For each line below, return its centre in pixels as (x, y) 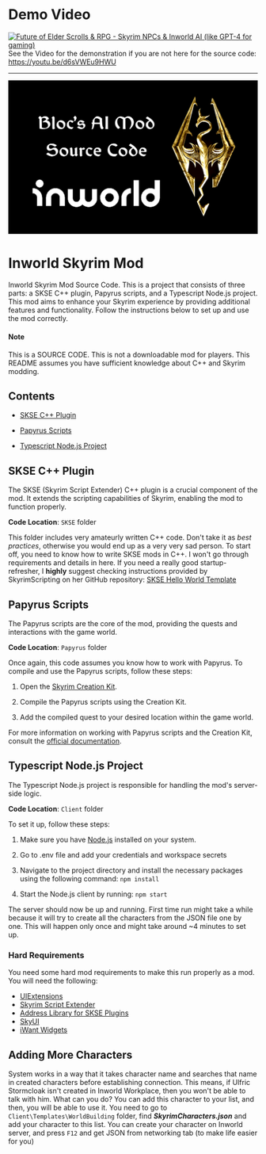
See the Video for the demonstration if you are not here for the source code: (133, 53)
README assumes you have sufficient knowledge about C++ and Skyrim (127, 363)
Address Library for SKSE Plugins (74, 1013)
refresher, (24, 571)
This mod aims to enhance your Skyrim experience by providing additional (129, 302)
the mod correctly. (38, 319)
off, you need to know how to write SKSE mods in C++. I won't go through (129, 554)
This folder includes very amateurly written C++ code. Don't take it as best (130, 537)
